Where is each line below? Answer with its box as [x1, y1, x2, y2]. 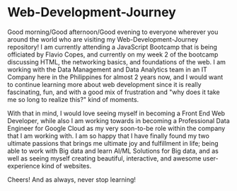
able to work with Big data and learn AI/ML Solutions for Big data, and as [7, 146, 219, 155]
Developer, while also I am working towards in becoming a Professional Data [7, 116, 230, 125]
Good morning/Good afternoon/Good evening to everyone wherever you [7, 28, 219, 36]
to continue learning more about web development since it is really [7, 80, 202, 88]
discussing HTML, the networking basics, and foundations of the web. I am [7, 57, 226, 66]
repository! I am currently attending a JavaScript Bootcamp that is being [7, 42, 218, 51]
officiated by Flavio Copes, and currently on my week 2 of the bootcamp [7, 50, 219, 59]
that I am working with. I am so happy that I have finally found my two [7, 132, 210, 140]
